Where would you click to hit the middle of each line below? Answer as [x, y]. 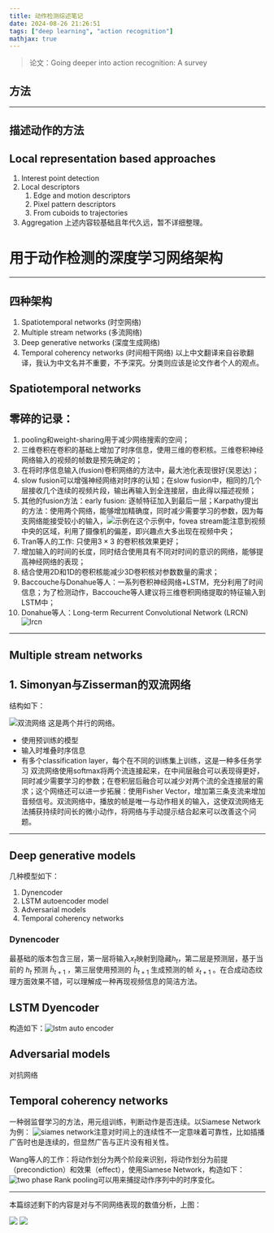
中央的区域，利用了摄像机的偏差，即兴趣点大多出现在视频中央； [128, 531]
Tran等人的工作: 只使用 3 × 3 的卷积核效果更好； [101, 541]
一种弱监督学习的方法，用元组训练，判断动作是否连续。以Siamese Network [135, 1122]
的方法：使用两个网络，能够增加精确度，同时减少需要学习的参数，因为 [139, 511]
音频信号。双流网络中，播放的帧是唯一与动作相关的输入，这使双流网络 [139, 802]
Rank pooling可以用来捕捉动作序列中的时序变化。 [137, 1179]
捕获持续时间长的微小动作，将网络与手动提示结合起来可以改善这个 [139, 811]
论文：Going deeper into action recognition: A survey [118, 63]
